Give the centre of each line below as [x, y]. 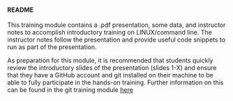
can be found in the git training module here [70, 90]
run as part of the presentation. [52, 47]
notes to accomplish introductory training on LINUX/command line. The [110, 33]
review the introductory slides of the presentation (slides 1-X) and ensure [112, 68]
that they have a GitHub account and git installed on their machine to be [111, 75]
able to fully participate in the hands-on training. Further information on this [115, 82]
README [20, 10]
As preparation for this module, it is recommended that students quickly [110, 61]
